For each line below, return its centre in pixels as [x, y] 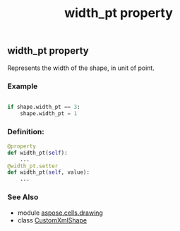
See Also [23, 197]
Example [23, 86]
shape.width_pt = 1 [49, 113]
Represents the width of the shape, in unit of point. [81, 68]
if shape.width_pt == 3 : [44, 107]
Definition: [26, 131]
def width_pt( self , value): [49, 172]
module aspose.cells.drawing [60, 213]
